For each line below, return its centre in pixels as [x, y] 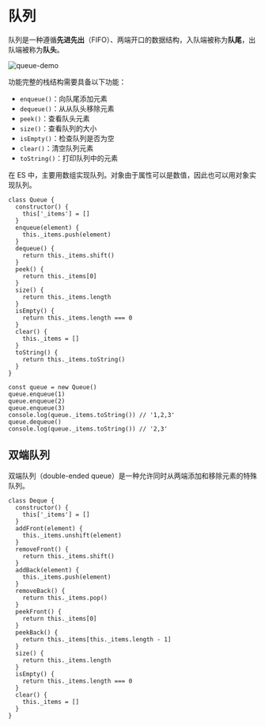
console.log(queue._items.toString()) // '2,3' [88, 429]
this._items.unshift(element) [72, 535]
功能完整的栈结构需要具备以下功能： [67, 82]
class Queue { [32, 200]
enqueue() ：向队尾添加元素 [64, 98]
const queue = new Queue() [53, 387]
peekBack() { [37, 632]
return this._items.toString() [74, 359]
